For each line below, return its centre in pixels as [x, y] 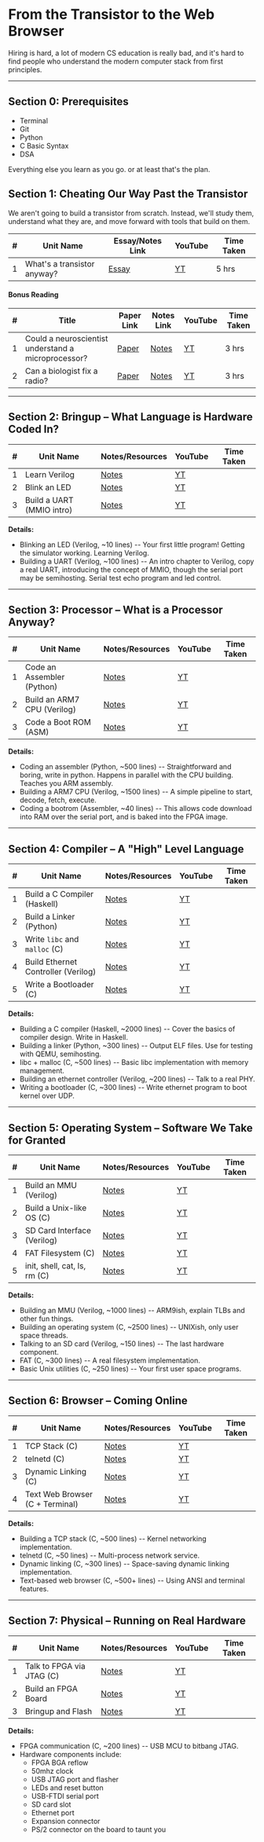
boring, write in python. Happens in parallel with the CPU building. [126, 775]
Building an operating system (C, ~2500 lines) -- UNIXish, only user [129, 1327]
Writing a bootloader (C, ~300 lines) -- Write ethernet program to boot [133, 1088]
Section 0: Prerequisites [68, 102]
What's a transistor [60, 263]
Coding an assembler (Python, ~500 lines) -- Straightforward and [125, 767]
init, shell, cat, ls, [55, 1266]
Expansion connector [66, 1821]
